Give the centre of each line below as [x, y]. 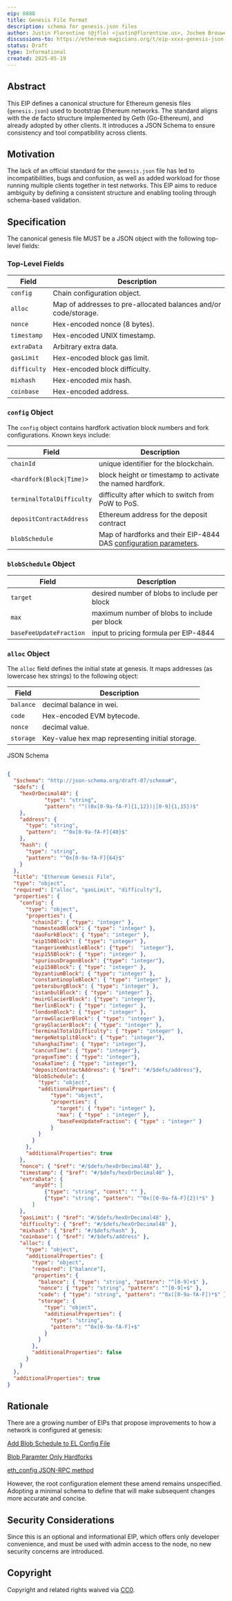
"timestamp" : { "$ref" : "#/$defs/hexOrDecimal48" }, [97, 1173]
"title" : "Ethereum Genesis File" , [65, 877]
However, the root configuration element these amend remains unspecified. [115, 1484]
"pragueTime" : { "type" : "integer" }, [86, 1057]
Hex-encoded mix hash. [93, 381]
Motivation [31, 154]
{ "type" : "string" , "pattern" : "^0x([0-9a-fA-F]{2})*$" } [129, 1199]
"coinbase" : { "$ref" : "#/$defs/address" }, [85, 1237]
